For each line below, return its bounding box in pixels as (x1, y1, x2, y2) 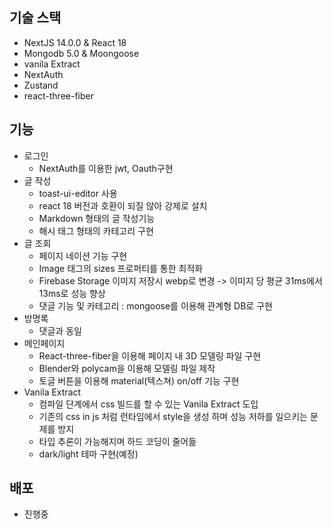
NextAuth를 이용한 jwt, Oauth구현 (38, 162, 174, 174)
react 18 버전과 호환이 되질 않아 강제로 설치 (38, 199, 208, 212)
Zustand (23, 79, 59, 91)
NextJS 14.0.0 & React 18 (23, 36, 127, 48)
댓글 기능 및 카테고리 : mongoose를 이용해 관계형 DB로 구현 (38, 299, 273, 312)
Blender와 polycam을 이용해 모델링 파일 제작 (38, 362, 216, 374)
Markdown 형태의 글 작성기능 (38, 212, 156, 224)
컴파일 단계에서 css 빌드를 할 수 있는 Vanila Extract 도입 (38, 398, 259, 410)
